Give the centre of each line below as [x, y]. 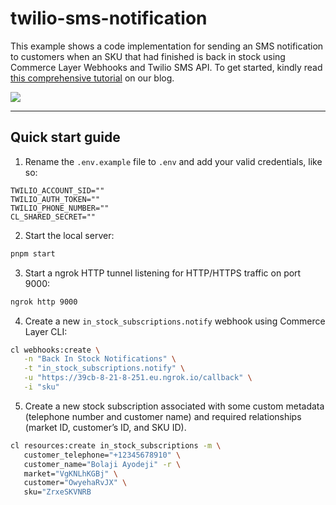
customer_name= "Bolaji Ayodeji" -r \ [102, 464]
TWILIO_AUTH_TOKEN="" [55, 199]
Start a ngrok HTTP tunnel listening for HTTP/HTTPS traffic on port [163, 273]
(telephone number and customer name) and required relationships [163, 416]
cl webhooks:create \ [55, 350]
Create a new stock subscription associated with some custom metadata [174, 406]
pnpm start [33, 253]
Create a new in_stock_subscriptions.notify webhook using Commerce [175, 321]
